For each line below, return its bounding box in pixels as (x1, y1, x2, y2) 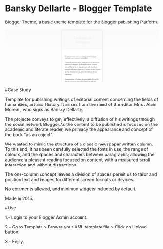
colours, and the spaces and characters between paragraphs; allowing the (5, 152, 155, 158)
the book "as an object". (5, 132, 54, 138)
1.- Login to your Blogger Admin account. (5, 214, 88, 220)
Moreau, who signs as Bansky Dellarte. (5, 107, 83, 113)
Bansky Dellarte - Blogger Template (5, 3, 152, 14)
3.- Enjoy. (5, 239, 24, 245)
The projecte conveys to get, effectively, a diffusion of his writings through (5, 116, 155, 122)
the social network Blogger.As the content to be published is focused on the (5, 122, 158, 127)
